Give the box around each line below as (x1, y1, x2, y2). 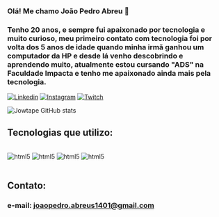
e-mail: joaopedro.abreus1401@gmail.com (7, 201, 154, 211)
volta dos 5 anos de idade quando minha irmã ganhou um (7, 42, 204, 51)
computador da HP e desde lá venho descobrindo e (7, 51, 184, 61)
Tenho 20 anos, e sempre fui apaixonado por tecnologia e (7, 24, 205, 34)
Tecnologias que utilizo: (7, 127, 113, 138)
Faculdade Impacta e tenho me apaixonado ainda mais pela (7, 68, 211, 78)
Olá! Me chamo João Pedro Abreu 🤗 (7, 6, 130, 16)
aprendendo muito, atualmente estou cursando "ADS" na (7, 59, 204, 69)
